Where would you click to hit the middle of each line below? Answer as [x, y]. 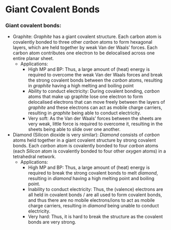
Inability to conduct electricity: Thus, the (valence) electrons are [95, 189]
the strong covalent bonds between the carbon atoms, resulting [95, 80]
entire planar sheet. [33, 59]
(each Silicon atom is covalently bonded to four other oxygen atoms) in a [89, 151]
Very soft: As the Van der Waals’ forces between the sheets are [95, 119]
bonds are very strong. [52, 222]
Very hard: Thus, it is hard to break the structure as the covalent [95, 217]
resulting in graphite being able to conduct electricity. [84, 113]
